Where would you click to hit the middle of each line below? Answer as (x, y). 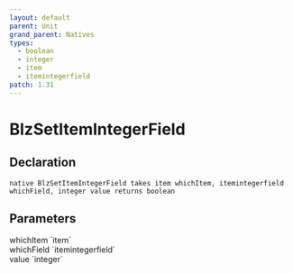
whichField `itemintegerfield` (62, 250)
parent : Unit (34, 26)
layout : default (40, 18)
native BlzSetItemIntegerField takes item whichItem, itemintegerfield (146, 183)
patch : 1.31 (32, 85)
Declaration (43, 163)
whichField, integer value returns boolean (92, 191)
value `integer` (36, 259)
